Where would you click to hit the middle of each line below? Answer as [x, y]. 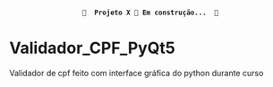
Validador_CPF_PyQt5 [93, 48]
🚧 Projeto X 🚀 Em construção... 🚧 [150, 13]
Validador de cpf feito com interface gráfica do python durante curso [136, 73]
